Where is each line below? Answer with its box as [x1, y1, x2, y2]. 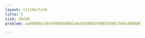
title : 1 [5, 12, 23, 17]
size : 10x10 [5, 16, 30, 21]
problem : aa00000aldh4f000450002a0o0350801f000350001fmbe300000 [5, 21, 141, 26]
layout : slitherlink [5, 7, 48, 12]
